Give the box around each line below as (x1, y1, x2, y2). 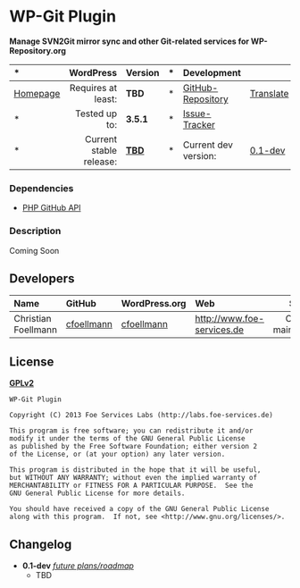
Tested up (75, 107, 118, 120)
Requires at (70, 81, 118, 94)
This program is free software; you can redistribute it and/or (9, 426, 254, 435)
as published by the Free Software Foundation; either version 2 (9, 442, 257, 451)
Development (182, 66, 241, 79)
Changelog (9, 536, 72, 551)
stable (90, 144, 118, 156)
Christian (13, 313, 52, 325)
